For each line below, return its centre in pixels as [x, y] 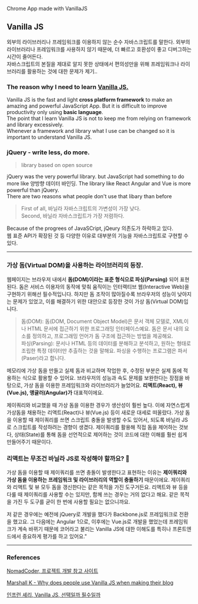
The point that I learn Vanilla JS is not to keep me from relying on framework [99, 119]
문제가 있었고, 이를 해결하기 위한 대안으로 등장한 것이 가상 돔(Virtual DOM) [98, 301]
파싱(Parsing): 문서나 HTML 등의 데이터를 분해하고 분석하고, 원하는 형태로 [106, 343]
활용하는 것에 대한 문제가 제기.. [62, 71]
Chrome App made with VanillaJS [47, 9]
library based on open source [57, 165]
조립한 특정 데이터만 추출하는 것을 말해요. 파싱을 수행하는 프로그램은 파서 [104, 351]
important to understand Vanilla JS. [49, 137]
